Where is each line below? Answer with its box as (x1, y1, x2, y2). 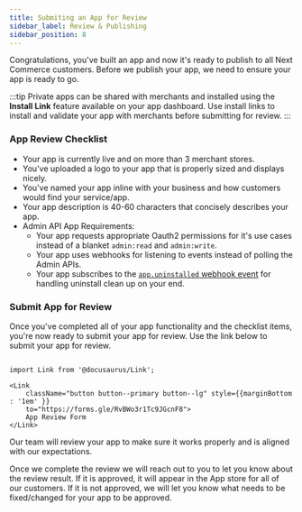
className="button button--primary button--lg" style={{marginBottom (25, 389, 293, 398)
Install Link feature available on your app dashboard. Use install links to (9, 101, 275, 112)
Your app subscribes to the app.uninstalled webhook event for (35, 268, 271, 279)
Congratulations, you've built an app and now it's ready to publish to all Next (9, 55, 293, 66)
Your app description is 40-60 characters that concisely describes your (22, 201, 288, 212)
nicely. (22, 172, 48, 183)
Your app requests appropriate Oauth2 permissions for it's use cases (35, 230, 293, 241)
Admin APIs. (35, 259, 82, 270)
